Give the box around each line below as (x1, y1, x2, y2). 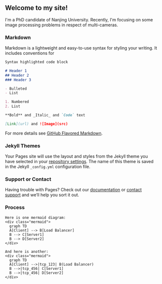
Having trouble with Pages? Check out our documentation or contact (5, 187, 142, 193)
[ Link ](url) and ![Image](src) (5, 121, 68, 126)
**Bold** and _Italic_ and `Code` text (5, 113, 86, 118)
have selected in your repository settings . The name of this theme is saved (5, 159, 154, 165)
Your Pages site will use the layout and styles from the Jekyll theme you (5, 153, 148, 159)
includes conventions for (5, 50, 55, 56)
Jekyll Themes (5, 142, 41, 149)
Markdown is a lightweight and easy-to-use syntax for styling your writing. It (5, 45, 157, 51)
